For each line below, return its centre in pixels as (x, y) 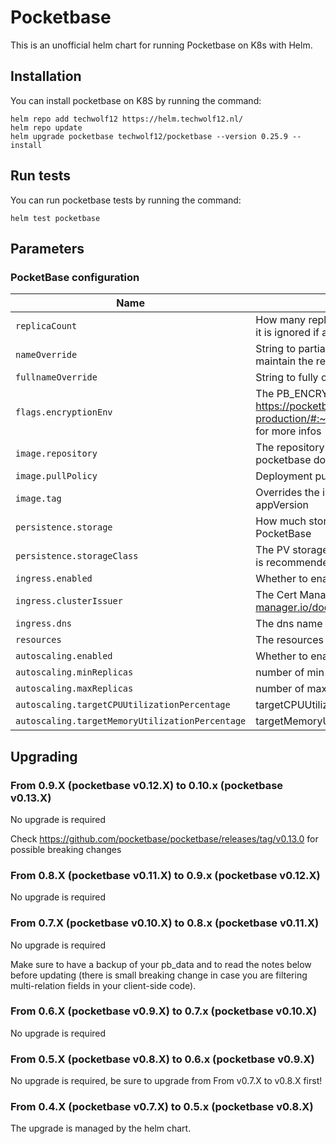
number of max (291, 689)
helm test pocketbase (55, 218)
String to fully (287, 378)
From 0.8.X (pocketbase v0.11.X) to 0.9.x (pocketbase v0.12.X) (165, 875)
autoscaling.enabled (64, 656)
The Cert (276, 595)
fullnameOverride (56, 377)
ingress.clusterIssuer (69, 601)
